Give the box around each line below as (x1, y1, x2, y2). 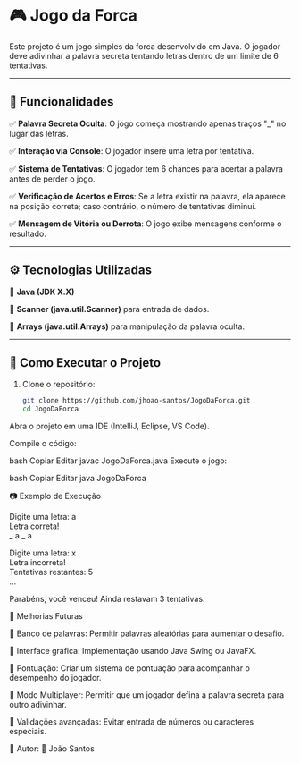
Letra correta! (9, 521, 60, 531)
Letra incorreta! (9, 557, 67, 568)
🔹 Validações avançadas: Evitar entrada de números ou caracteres (9, 716, 254, 727)
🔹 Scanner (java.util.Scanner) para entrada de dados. (9, 303, 210, 314)
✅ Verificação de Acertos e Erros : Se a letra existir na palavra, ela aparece (9, 191, 286, 201)
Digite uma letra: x (9, 547, 77, 558)
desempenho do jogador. (9, 673, 102, 683)
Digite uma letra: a (9, 512, 77, 522)
